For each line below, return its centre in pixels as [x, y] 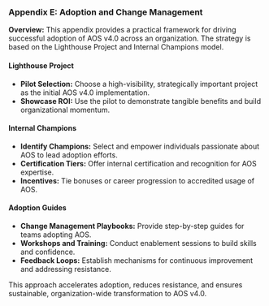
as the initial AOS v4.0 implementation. [85, 93]
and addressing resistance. [65, 269]
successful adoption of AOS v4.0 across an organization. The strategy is [130, 38]
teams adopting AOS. [56, 235]
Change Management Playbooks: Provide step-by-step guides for [132, 226]
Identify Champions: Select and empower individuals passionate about [140, 146]
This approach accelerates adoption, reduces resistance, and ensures [126, 284]
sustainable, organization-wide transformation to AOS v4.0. [108, 293]
